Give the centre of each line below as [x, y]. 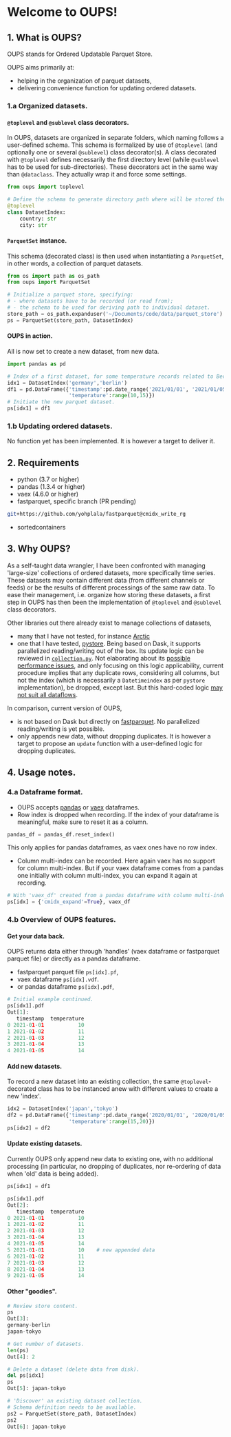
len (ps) [18, 1350]
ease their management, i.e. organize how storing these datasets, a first [109, 594]
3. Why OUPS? [39, 549]
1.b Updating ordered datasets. [60, 426]
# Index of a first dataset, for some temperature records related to [110, 376]
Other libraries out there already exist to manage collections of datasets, [109, 623]
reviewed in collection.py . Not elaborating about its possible [104, 658]
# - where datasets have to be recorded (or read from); [90, 301]
